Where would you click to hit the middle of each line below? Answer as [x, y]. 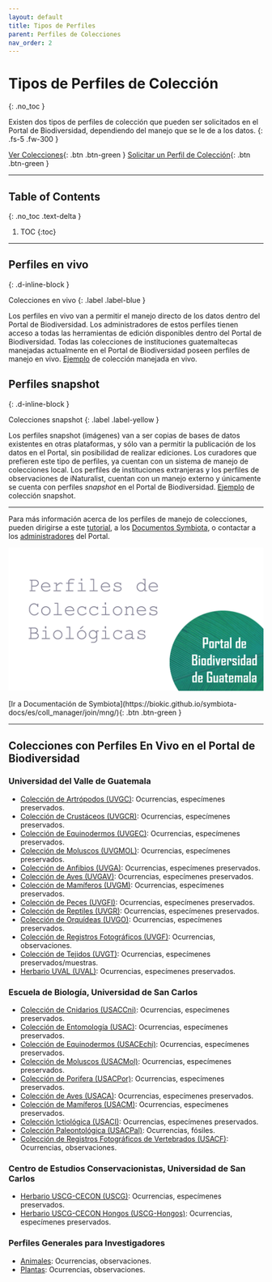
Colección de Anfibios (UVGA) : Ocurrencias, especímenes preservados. [140, 868]
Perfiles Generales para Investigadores [87, 1243]
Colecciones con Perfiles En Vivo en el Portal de [132, 746]
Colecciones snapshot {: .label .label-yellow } [84, 419]
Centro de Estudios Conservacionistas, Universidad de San [127, 1169]
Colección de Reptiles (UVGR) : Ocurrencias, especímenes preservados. [140, 911]
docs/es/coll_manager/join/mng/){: [66, 712]
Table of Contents [55, 197]
